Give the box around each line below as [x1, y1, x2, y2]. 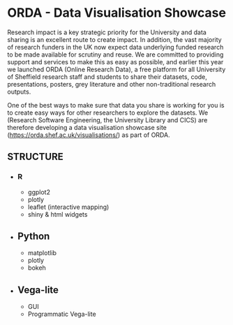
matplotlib [27, 249, 57, 257]
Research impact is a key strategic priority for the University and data [7, 28, 207, 36]
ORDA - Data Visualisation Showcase [7, 5, 227, 21]
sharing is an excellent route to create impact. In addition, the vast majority [7, 35, 222, 43]
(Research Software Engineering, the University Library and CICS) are [7, 115, 208, 124]
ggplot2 [27, 187, 51, 196]
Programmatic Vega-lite [27, 310, 96, 319]
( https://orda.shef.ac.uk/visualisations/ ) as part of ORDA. [7, 131, 170, 139]
